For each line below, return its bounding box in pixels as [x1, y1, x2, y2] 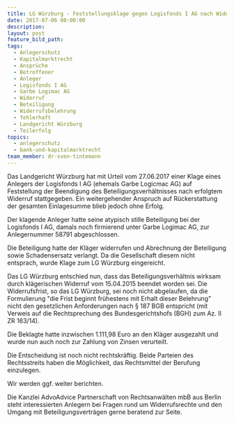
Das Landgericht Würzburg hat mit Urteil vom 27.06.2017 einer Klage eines [7, 172, 221, 180]
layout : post [7, 29, 45, 37]
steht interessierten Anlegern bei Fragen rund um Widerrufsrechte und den [7, 400, 222, 408]
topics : [7, 133, 30, 140]
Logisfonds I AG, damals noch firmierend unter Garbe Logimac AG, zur [7, 223, 210, 231]
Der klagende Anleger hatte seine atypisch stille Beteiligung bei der [7, 215, 201, 223]
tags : [7, 43, 23, 50]
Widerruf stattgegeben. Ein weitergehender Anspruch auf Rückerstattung [7, 194, 218, 202]
